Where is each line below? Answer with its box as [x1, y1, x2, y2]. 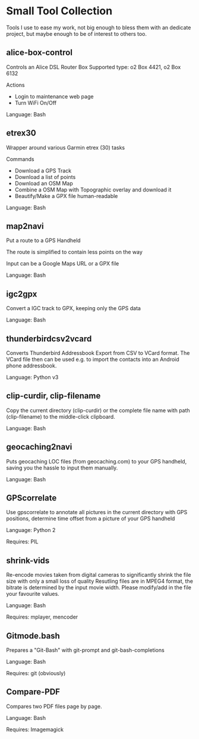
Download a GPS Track [14, 167, 72, 174]
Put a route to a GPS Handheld [6, 237, 81, 244]
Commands [6, 155, 34, 162]
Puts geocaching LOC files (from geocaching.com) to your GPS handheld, [6, 457, 187, 465]
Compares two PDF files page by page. [6, 703, 102, 710]
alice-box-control [6, 48, 73, 58]
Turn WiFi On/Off [14, 99, 57, 106]
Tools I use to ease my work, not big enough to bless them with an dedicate [6, 24, 191, 31]
